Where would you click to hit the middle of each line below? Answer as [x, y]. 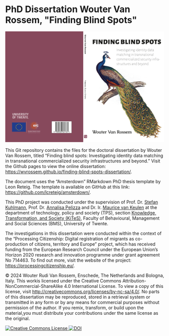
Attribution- [134, 281]
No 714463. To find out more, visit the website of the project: [68, 260]
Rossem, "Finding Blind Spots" [71, 20]
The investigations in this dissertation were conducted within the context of [83, 233]
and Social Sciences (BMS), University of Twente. [57, 223]
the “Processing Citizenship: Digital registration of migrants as [70, 238]
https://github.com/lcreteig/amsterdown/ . [48, 192]
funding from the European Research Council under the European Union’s [81, 249]
